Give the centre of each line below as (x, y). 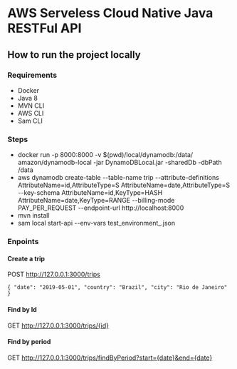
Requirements (32, 75)
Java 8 (27, 98)
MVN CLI (31, 106)
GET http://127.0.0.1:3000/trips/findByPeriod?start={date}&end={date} (110, 358)
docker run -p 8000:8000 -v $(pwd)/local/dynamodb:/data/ (105, 155)
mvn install (33, 216)
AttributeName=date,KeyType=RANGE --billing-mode (96, 201)
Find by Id (22, 309)
